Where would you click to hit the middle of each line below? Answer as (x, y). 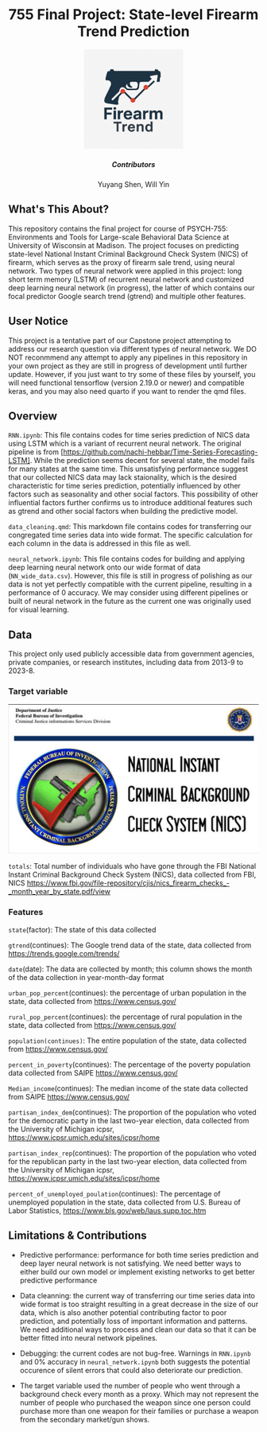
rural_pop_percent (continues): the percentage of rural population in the (125, 1017)
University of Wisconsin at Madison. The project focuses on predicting (124, 245)
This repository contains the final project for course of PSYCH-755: (118, 228)
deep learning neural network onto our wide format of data (104, 567)
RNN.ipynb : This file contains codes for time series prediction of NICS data (129, 435)
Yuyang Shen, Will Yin (133, 184)
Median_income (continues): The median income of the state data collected (128, 1088)
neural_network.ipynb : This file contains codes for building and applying (126, 559)
